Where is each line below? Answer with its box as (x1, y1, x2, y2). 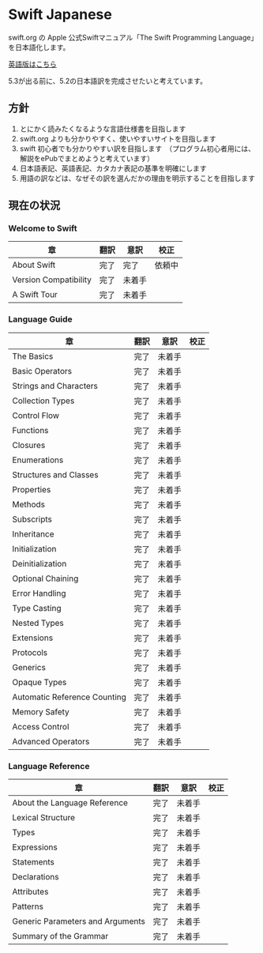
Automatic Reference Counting (12, 691, 126, 703)
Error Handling (12, 587, 66, 598)
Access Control (12, 721, 70, 732)
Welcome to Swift (8, 223, 77, 234)
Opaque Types (12, 676, 67, 687)
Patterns (12, 901, 44, 912)
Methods (12, 499, 46, 510)
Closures (12, 439, 46, 450)
